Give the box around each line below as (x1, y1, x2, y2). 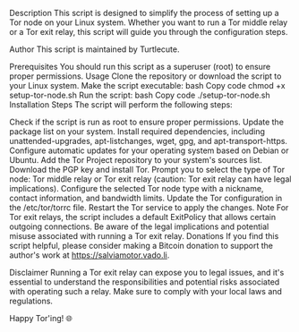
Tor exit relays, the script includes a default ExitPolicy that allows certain (9, 212, 277, 222)
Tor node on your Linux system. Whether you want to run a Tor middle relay (9, 17, 288, 28)
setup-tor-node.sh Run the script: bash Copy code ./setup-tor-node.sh (9, 89, 270, 100)
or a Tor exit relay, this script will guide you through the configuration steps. (9, 27, 288, 37)
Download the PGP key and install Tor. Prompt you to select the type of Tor (9, 165, 285, 175)
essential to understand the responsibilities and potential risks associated (9, 277, 280, 287)
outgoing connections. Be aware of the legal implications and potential (9, 221, 269, 232)
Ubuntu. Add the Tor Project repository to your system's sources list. (9, 155, 262, 165)
